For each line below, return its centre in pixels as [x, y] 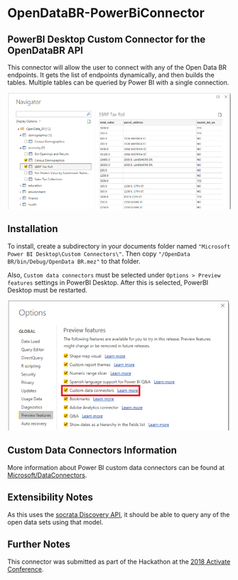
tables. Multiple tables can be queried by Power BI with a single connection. [118, 82]
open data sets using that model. [55, 522]
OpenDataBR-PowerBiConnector [106, 13]
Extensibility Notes [50, 497]
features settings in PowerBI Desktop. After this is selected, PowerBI [108, 283]
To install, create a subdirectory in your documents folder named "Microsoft [119, 246]
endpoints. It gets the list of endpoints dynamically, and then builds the [111, 75]
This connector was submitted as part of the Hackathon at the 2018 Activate [119, 562]
